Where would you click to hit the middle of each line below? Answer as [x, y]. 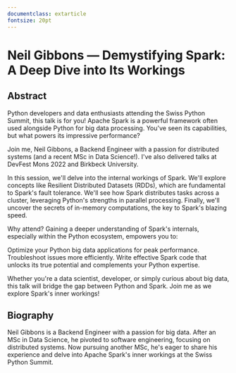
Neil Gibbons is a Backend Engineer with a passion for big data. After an [112, 332]
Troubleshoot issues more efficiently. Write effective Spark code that [107, 257]
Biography [31, 315]
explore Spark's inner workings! [54, 293]
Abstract [27, 96]
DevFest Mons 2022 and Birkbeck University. [73, 164]
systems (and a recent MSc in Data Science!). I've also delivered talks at [112, 156]
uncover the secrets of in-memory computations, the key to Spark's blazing [117, 208]
